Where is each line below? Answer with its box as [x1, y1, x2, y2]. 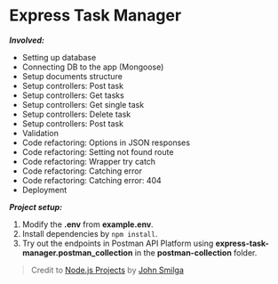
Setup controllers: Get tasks [21, 90, 124, 101]
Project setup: [9, 201, 63, 212]
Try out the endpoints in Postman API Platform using [21, 238, 214, 248]
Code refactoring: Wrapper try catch [21, 156, 156, 166]
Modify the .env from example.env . [21, 219, 154, 230]
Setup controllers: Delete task [21, 109, 131, 119]
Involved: [9, 35, 44, 45]
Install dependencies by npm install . [21, 228, 158, 239]
